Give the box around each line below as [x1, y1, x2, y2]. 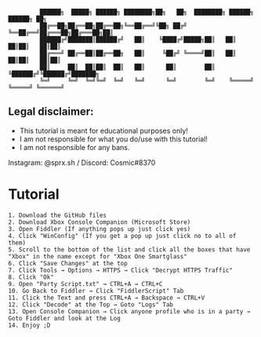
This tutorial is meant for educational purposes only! [19, 126, 188, 135]
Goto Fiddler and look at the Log [8, 314, 121, 322]
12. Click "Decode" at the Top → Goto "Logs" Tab [8, 300, 174, 309]
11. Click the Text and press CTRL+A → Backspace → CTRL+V [8, 294, 205, 302]
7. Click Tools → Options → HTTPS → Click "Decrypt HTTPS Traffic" [8, 266, 234, 274]
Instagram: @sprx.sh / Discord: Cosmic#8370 [8, 158, 156, 167]
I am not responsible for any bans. [19, 142, 130, 152]
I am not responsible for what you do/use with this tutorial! [19, 134, 208, 144]
